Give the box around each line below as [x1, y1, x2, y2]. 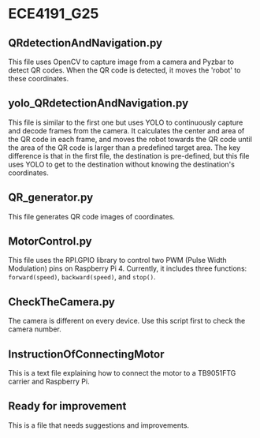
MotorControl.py [8, 234, 92, 249]
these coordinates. [8, 74, 69, 83]
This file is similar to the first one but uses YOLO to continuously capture [8, 118, 243, 127]
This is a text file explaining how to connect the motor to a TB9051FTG [8, 369, 236, 378]
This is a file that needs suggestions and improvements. [8, 420, 190, 430]
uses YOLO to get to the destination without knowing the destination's [8, 159, 235, 169]
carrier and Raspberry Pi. [8, 376, 90, 387]
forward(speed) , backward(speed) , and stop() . [8, 272, 156, 282]
